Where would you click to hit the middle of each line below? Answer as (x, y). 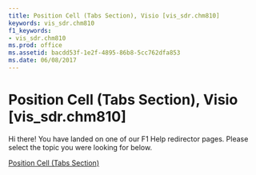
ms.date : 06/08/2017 (43, 61)
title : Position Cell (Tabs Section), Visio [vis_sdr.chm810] (114, 16)
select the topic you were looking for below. (80, 147)
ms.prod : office (35, 46)
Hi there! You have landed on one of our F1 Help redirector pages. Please (128, 139)
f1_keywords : (30, 30)
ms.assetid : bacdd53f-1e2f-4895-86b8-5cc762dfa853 (94, 53)
